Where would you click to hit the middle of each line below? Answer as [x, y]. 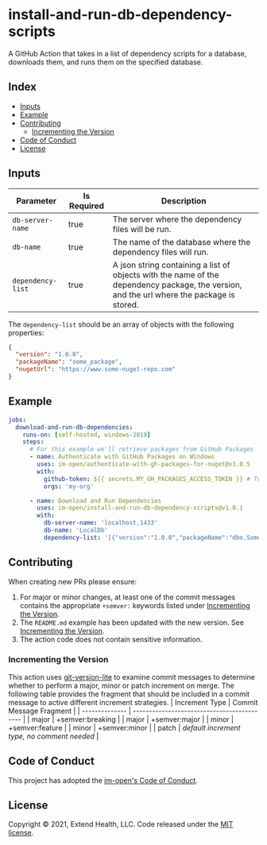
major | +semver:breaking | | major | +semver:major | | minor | [133, 719]
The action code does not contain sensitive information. [111, 639]
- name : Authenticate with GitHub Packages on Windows [122, 457]
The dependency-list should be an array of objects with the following [121, 324]
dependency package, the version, [177, 285]
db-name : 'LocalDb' [76, 530]
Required [87, 206]
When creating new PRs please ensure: [73, 581]
